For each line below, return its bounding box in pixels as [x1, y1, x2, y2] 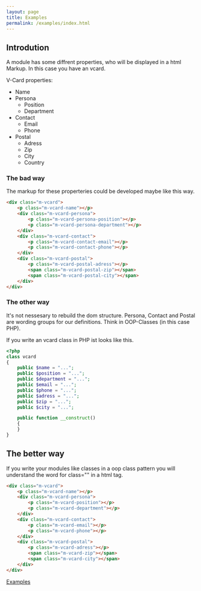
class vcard [6, 354, 36, 360]
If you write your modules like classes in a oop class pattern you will [6, 465, 176, 472]
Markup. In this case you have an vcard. [6, 65, 106, 73]
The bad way [6, 174, 45, 182]
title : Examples [6, 15, 47, 21]
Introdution [6, 42, 49, 53]
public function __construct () [17, 415, 96, 421]
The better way [6, 448, 65, 459]
